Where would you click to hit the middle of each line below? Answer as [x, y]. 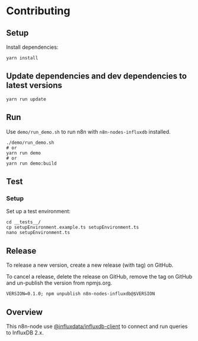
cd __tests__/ [24, 222]
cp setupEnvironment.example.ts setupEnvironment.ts [73, 228]
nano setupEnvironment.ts [38, 233]
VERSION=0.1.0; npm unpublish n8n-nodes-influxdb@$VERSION [81, 294]
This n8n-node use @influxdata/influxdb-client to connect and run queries [97, 326]
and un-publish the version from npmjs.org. [59, 283]
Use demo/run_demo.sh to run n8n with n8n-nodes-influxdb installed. [88, 131]
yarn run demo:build [32, 163]
